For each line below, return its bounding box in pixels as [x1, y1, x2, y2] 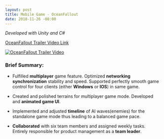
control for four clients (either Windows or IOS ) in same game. [12, 83, 140, 89]
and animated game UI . [12, 98, 61, 104]
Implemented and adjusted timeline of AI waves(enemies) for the [12, 108, 145, 114]
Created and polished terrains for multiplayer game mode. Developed [12, 93, 154, 99]
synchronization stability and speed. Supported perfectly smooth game [12, 78, 159, 84]
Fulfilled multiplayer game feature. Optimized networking [12, 73, 131, 79]
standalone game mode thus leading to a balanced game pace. [12, 113, 141, 119]
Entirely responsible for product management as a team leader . [12, 128, 142, 134]
